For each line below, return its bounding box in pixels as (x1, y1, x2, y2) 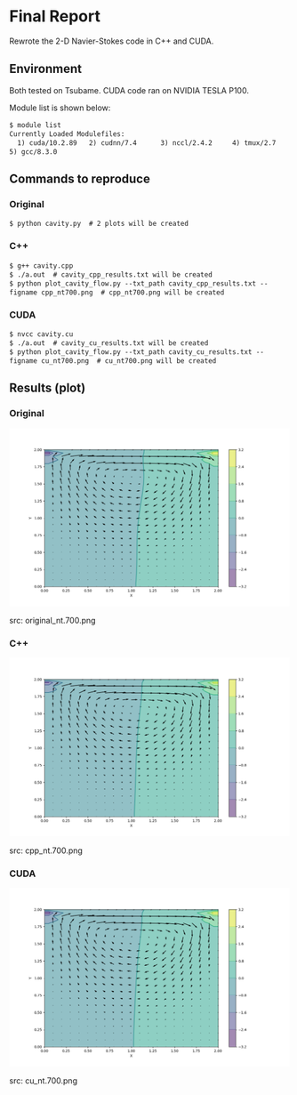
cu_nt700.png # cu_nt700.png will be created (41, 357, 217, 366)
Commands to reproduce (9, 172, 151, 187)
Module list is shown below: (9, 102, 111, 113)
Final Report (9, 6, 100, 27)
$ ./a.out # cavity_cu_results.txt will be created (9, 339, 209, 348)
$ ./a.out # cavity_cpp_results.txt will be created (9, 270, 213, 279)
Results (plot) (9, 381, 86, 396)
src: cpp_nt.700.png (9, 845, 83, 856)
